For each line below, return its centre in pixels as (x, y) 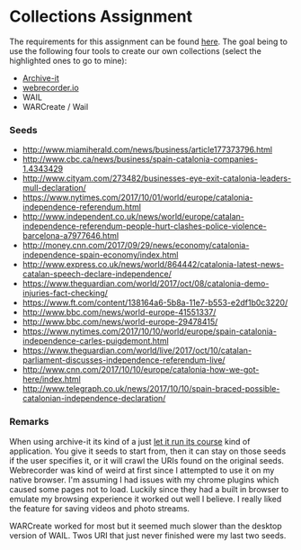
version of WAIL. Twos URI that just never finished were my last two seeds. (148, 535)
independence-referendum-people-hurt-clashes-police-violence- (144, 226)
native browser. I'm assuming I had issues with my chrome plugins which (144, 480)
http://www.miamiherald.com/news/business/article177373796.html (147, 149)
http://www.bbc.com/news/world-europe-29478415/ (120, 322)
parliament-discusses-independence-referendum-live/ (124, 360)
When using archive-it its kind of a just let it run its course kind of (130, 441)
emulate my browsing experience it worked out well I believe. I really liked (146, 499)
